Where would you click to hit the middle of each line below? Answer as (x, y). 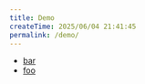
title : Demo (32, 18)
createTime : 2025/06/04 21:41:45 (73, 26)
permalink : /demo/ (44, 35)
